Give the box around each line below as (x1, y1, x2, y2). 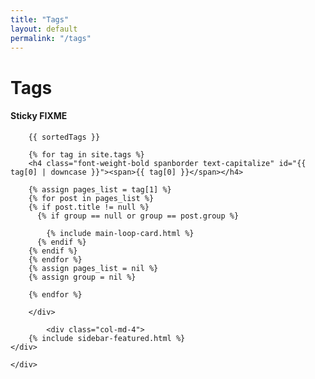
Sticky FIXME (10, 110, 68, 122)
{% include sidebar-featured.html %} (28, 333, 186, 343)
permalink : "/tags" (10, 33, 92, 43)
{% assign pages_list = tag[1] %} (28, 184, 172, 195)
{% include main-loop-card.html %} (46, 228, 195, 238)
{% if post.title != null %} (28, 202, 150, 212)
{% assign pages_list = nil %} (28, 263, 159, 273)
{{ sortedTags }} (28, 132, 101, 142)
